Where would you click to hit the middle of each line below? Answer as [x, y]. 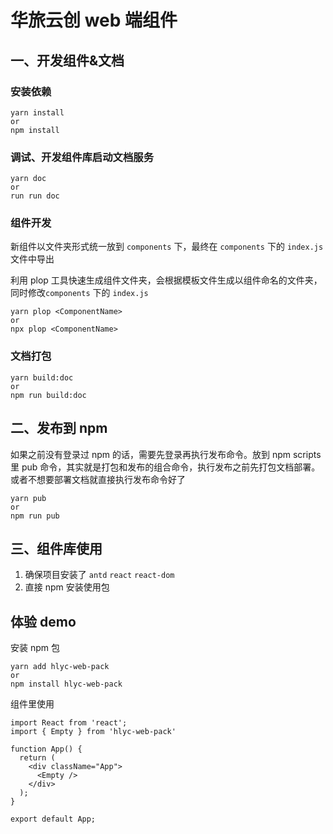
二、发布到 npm [59, 428]
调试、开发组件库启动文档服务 [82, 157]
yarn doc [28, 179]
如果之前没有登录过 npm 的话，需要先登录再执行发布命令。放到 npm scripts [166, 454]
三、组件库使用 [56, 548]
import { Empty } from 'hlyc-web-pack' [93, 732]
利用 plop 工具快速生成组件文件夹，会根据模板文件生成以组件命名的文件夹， [166, 280]
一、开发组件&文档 [67, 60]
